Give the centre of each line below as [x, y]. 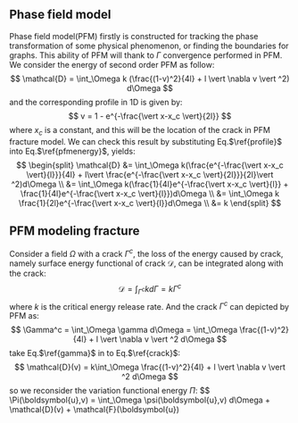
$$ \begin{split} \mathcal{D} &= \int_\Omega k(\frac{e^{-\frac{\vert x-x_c [150, 165]
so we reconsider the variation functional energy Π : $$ [110, 391]
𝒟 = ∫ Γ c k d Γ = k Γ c [150, 289]
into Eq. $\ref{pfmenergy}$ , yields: [72, 151]
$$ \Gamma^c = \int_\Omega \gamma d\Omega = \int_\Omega [124, 330]
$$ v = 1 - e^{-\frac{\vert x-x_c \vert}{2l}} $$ [150, 116]
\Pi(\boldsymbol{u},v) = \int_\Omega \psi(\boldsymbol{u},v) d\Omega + [140, 400]
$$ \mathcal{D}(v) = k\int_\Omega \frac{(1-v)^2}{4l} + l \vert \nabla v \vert [150, 367]
